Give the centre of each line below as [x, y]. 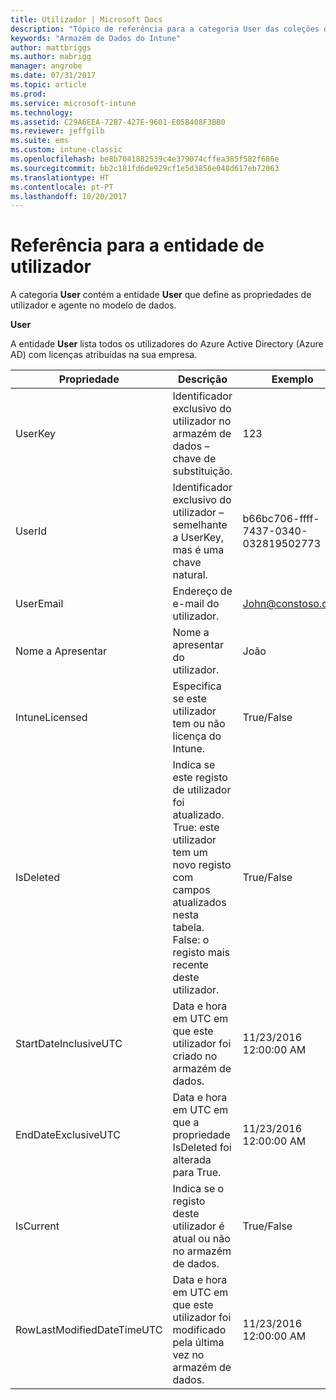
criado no [195, 1056]
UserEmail [39, 604]
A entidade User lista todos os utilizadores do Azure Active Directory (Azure [167, 344]
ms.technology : [42, 112]
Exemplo [292, 379]
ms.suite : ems [40, 141]
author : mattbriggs [51, 47]
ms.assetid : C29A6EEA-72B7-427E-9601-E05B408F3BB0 [118, 122]
